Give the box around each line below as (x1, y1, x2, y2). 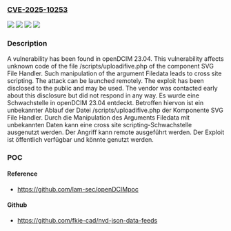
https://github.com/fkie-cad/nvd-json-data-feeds (17, 216, 158, 224)
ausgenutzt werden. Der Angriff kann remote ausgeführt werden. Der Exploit (7, 128, 225, 136)
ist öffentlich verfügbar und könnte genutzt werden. (7, 135, 154, 143)
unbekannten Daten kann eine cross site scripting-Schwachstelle (7, 120, 192, 129)
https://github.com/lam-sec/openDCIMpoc (17, 185, 139, 193)
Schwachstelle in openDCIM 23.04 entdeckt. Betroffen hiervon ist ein (7, 98, 204, 107)
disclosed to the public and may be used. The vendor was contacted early (7, 84, 219, 92)
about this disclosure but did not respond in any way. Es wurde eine (7, 91, 200, 100)
